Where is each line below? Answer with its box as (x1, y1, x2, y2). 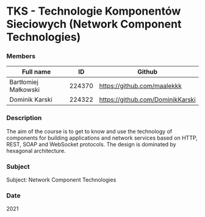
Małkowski (9, 85, 40, 94)
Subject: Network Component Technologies (6, 176, 117, 183)
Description (6, 114, 42, 123)
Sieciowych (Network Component (6, 17, 182, 31)
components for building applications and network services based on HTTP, (6, 134, 198, 141)
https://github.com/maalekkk (99, 82, 182, 90)
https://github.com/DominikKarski (99, 96, 196, 104)
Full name (22, 68, 51, 76)
